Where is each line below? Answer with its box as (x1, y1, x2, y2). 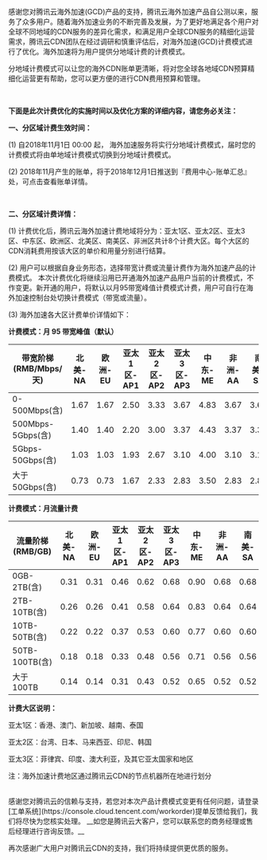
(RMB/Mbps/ (13, 363, 63, 374)
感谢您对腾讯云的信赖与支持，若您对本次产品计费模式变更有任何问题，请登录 (8, 796, 259, 806)
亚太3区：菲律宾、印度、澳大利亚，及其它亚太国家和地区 (8, 754, 194, 764)
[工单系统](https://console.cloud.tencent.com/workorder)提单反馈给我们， (8, 807, 252, 815)
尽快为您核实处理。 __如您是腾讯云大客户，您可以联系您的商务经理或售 (21, 816, 253, 826)
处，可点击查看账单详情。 (8, 177, 92, 186)
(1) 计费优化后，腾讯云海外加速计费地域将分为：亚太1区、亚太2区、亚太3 (8, 226, 246, 235)
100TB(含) (12, 657, 53, 667)
